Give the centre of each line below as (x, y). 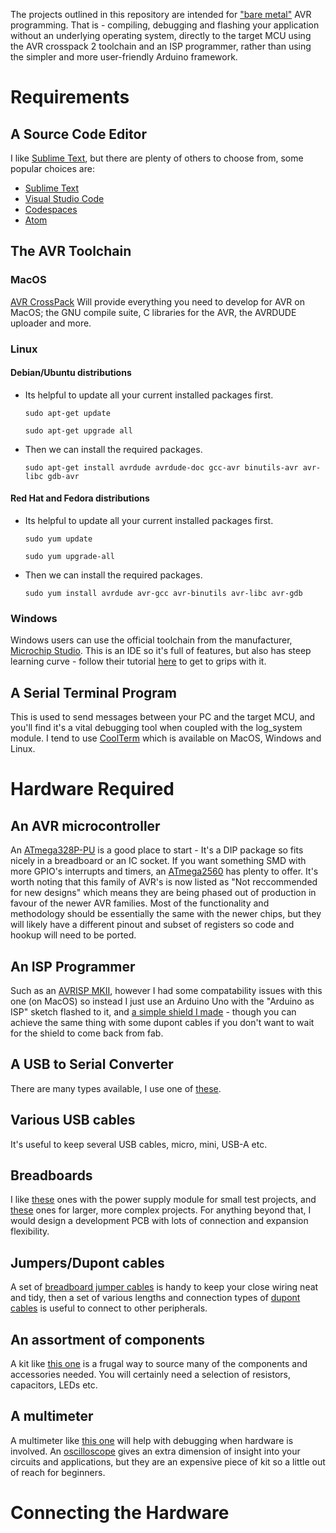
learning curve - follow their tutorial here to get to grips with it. (138, 661)
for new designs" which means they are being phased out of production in (163, 893)
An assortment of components (108, 1339)
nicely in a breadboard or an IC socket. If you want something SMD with (158, 861)
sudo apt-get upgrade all (78, 430)
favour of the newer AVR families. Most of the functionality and (140, 903)
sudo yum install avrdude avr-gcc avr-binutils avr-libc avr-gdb (163, 594)
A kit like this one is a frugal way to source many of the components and (159, 1363)
